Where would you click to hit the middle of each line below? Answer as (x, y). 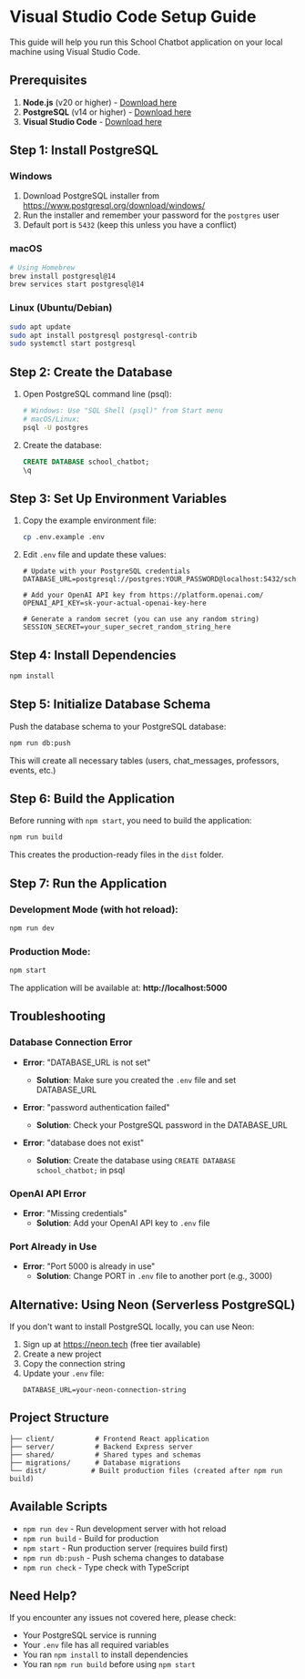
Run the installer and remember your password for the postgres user (151, 215)
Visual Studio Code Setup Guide (133, 17)
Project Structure (59, 1418)
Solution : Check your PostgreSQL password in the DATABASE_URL (162, 1125)
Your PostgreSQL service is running (89, 1635)
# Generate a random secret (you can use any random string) (141, 619)
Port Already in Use (53, 1246)
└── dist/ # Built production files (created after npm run (146, 1470)
